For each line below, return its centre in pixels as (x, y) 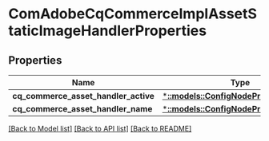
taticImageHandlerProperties (107, 31)
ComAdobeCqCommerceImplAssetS (133, 14)
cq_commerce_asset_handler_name (82, 109)
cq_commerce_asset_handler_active (83, 96)
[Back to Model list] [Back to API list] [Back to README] (100, 129)
